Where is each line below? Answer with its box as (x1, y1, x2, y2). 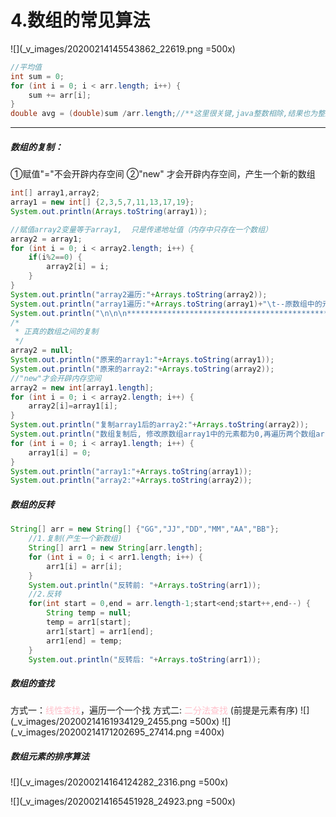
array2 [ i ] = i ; (46, 262, 110, 272)
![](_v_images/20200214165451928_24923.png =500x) (10, 796, 236, 808)
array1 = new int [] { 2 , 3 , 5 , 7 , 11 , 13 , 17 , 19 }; (10, 197, 195, 208)
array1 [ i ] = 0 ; (28, 447, 92, 458)
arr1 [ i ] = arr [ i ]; (46, 561, 123, 571)
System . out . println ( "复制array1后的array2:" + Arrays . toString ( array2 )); (10, 420, 310, 430)
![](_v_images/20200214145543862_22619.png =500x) (10, 42, 236, 55)
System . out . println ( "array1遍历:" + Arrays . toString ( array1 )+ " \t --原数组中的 (10, 299, 323, 309)
